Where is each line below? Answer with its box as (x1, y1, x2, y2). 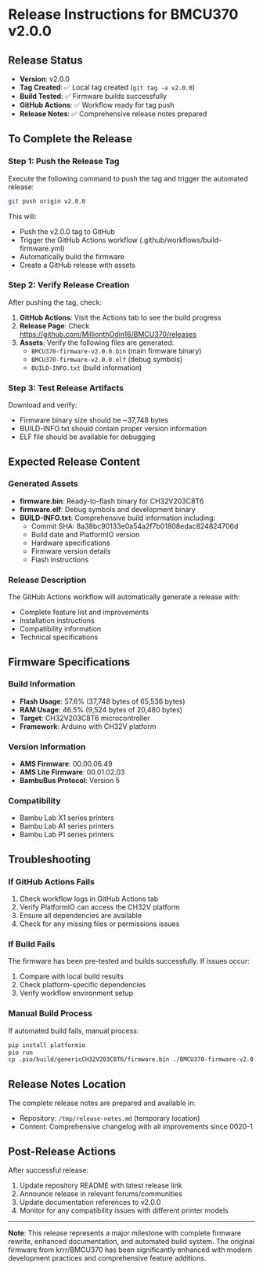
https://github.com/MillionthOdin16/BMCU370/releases (19, 329, 197, 339)
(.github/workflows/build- (139, 235, 222, 244)
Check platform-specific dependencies (19, 980, 146, 990)
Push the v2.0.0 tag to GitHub (19, 226, 116, 236)
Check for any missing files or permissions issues (19, 919, 180, 928)
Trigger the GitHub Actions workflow (19, 235, 139, 244)
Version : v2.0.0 (19, 75, 70, 83)
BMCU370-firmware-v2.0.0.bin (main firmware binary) (31, 346, 202, 355)
